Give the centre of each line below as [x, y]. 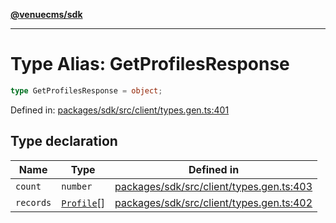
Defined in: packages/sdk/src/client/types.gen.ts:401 [120, 110]
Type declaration [64, 141]
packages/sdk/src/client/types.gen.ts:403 [213, 186]
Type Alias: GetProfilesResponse [150, 64]
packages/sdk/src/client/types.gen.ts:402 [213, 202]
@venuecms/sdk [46, 14]
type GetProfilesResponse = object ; [86, 90]
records [33, 202]
